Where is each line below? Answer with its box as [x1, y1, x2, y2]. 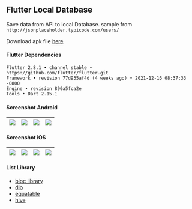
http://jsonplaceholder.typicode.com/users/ [6, 27, 119, 33]
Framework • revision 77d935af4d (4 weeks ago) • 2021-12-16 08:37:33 [6, 75, 187, 82]
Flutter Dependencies [6, 51, 62, 59]
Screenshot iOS [6, 133, 46, 141]
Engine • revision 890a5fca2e [6, 86, 82, 92]
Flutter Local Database [6, 5, 93, 15]
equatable [14, 190, 40, 197]
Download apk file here [6, 37, 64, 44]
